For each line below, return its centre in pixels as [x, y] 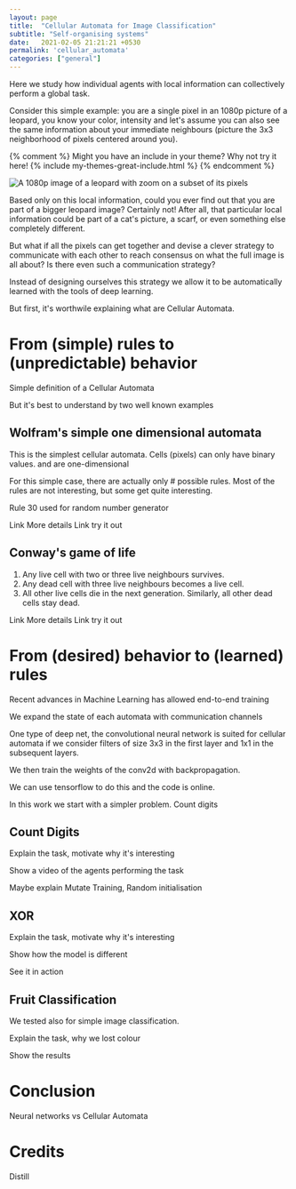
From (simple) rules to [92, 344]
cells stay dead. [51, 602]
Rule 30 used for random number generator [89, 507]
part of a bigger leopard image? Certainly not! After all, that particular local [146, 209]
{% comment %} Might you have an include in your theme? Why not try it [143, 156]
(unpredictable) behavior [104, 363]
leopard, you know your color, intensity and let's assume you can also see [144, 120]
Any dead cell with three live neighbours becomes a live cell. [133, 584]
